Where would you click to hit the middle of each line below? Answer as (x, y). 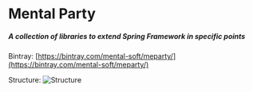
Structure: (25, 80)
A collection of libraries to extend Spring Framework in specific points (127, 36)
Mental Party (52, 14)
